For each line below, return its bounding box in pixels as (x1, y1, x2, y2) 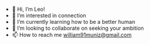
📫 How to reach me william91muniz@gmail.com (11, 32, 132, 38)
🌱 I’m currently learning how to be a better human (11, 18, 136, 25)
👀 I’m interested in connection (11, 12, 86, 19)
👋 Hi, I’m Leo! (11, 6, 45, 12)
